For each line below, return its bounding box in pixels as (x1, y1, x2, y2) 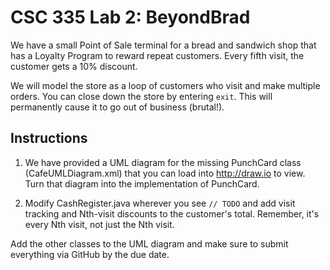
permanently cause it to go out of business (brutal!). (10, 101, 225, 113)
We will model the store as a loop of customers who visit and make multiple (10, 79, 321, 91)
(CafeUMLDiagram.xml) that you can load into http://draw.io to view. (24, 167, 306, 179)
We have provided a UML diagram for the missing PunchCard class (24, 156, 302, 168)
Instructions (10, 130, 88, 147)
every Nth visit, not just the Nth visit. (24, 218, 175, 230)
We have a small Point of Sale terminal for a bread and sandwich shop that (10, 39, 317, 51)
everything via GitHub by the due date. (10, 248, 170, 260)
